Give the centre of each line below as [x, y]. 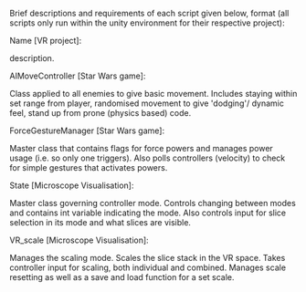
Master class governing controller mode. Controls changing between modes [153, 203]
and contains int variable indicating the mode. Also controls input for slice [148, 213]
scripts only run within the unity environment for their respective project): [147, 23]
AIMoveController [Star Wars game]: [78, 76]
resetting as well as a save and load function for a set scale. [122, 277]
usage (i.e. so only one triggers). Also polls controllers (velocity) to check [148, 158]
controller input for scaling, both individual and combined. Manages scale [148, 267]
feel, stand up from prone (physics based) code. [100, 113]
